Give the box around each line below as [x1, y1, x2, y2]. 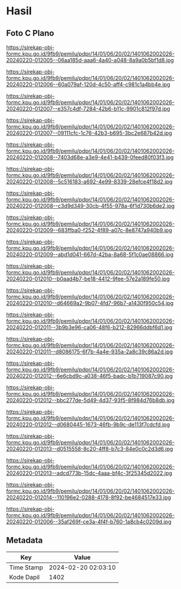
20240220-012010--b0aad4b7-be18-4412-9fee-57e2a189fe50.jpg [6, 275, 170, 282]
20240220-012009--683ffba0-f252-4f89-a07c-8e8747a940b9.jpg [6, 227, 172, 234]
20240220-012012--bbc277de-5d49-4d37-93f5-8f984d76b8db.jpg [6, 396, 175, 404]
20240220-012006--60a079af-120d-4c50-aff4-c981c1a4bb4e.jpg [6, 81, 170, 88]
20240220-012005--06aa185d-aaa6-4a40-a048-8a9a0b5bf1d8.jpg [6, 57, 174, 63]
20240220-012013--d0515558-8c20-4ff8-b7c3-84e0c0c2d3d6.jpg [6, 445, 173, 452]
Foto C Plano [6, 28, 54, 38]
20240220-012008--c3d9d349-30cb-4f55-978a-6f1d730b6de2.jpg [6, 202, 175, 209]
